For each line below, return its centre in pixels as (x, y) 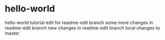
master (12, 33)
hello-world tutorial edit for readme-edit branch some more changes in (79, 22)
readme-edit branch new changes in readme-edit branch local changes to (82, 27)
